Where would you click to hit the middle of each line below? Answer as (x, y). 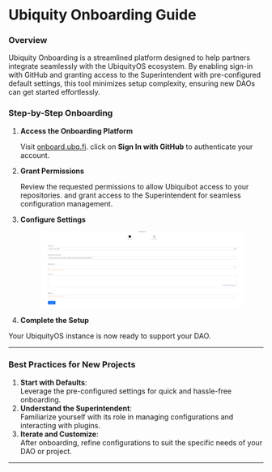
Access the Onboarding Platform (76, 130)
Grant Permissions (52, 171)
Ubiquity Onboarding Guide (102, 15)
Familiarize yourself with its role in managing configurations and (127, 417)
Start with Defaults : (53, 382)
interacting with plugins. (60, 425)
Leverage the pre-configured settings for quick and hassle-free (126, 391)
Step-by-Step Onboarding (61, 113)
